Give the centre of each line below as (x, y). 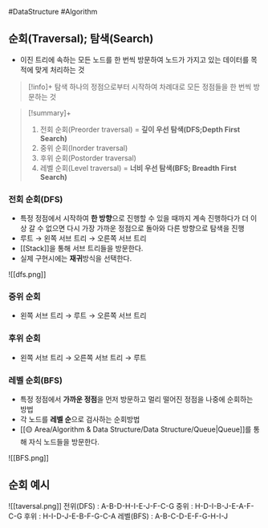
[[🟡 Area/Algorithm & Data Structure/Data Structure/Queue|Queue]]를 (136, 429)
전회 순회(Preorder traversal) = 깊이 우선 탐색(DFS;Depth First (140, 129)
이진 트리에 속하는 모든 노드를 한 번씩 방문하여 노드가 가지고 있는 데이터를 (134, 59)
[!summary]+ (49, 112)
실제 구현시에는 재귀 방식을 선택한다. (76, 258)
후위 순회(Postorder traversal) (88, 158)
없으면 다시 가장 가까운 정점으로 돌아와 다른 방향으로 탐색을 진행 (145, 229)
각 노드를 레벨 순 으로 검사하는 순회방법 (80, 419)
